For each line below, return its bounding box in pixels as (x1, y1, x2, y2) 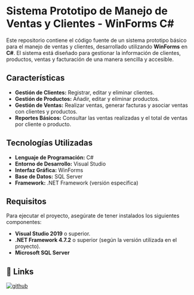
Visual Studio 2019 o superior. (14, 230, 91, 237)
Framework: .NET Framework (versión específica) (14, 179, 138, 186)
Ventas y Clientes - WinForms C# (6, 17, 174, 30)
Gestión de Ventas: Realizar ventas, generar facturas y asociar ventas (14, 102, 188, 109)
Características (6, 73, 65, 83)
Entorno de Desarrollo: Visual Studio (14, 160, 106, 167)
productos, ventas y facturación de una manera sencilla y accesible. (6, 56, 174, 63)
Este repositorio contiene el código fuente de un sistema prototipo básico (6, 36, 187, 44)
